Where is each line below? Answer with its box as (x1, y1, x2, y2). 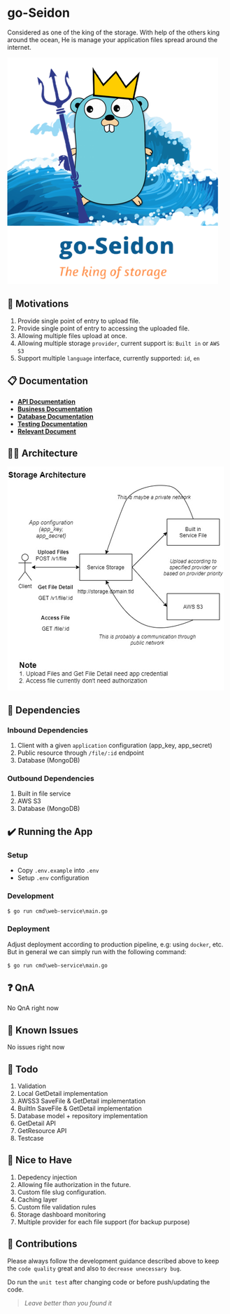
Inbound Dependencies (7, 725, 89, 735)
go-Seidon (7, 5, 70, 21)
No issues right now (7, 1043, 65, 1052)
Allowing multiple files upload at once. (17, 331, 128, 340)
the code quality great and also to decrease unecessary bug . (7, 1264, 182, 1273)
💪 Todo (7, 1063, 38, 1075)
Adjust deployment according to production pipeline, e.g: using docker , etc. (7, 940, 224, 948)
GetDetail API (17, 1119, 56, 1127)
